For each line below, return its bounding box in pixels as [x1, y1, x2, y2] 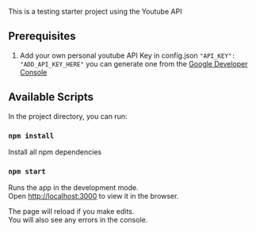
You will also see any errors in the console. [8, 215, 148, 225]
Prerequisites [8, 29, 76, 43]
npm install [8, 131, 55, 140]
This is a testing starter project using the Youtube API [8, 7, 182, 16]
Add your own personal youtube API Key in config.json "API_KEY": [19, 51, 236, 60]
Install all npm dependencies [8, 146, 101, 157]
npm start [8, 166, 46, 176]
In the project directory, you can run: [8, 111, 128, 121]
